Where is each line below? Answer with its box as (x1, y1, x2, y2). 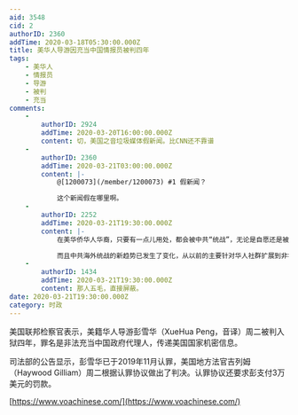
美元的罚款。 (9, 378, 56, 388)
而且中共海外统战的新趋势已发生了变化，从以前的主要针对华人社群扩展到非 (56, 251, 288, 260)
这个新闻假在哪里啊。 (56, 194, 123, 203)
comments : (9, 104, 46, 113)
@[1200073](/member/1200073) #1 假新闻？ (56, 178, 207, 187)
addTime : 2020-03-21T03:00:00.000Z (41, 161, 173, 170)
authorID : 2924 (41, 121, 98, 129)
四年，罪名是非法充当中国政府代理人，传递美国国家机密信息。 (16, 337, 242, 348)
